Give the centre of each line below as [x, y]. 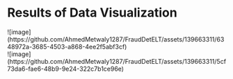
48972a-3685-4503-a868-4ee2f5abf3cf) [67, 46]
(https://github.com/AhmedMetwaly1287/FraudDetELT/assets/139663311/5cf [117, 61]
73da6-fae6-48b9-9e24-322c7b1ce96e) [65, 69]
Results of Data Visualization [92, 13]
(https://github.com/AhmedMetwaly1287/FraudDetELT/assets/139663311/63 [116, 39]
